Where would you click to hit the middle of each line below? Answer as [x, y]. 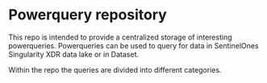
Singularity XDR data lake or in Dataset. [74, 54]
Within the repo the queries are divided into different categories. [115, 69]
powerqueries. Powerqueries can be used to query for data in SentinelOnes [134, 45]
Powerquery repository [88, 15]
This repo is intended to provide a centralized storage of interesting [120, 37]
